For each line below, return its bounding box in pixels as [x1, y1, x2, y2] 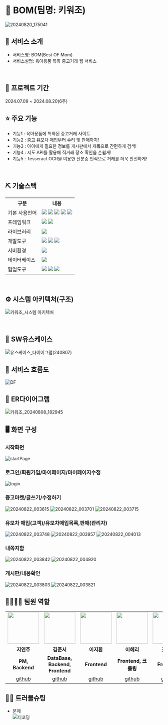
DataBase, [47, 655, 72, 662]
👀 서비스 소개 [5, 37, 43, 46]
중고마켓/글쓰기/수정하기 [5, 494, 61, 501]
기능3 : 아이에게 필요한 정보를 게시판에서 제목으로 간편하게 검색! [12, 143, 136, 149]
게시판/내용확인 [5, 570, 40, 577]
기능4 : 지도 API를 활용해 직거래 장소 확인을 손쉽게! [12, 149, 111, 156]
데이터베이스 [7, 257, 36, 264]
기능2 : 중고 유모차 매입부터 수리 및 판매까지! [12, 137, 99, 143]
